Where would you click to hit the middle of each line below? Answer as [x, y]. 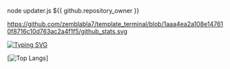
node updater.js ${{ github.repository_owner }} [73, 11]
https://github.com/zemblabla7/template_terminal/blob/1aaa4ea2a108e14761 [115, 24]
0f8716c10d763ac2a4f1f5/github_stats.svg [67, 31]
